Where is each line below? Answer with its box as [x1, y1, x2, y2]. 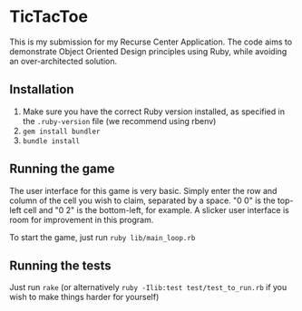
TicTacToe [9, 6, 89, 27]
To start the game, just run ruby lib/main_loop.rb [9, 231, 196, 242]
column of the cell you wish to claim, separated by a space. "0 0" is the [9, 195, 276, 206]
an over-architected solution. [9, 55, 118, 66]
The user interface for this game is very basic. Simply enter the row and [9, 185, 278, 196]
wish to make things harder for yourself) [9, 292, 160, 303]
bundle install [22, 136, 81, 146]
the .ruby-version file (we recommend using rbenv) [22, 115, 217, 126]
